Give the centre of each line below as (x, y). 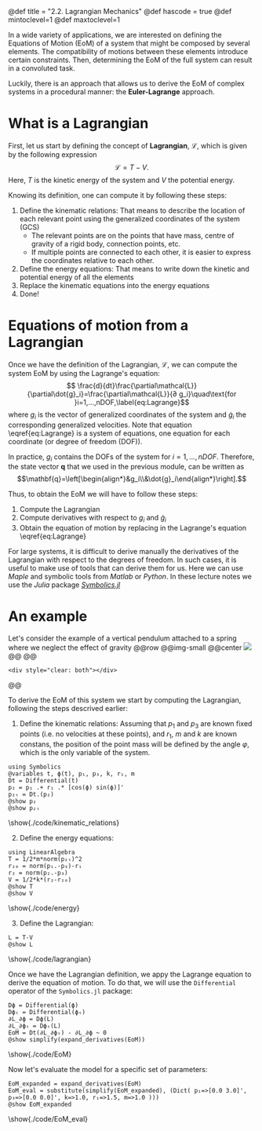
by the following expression (53, 154)
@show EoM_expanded (40, 1104)
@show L (21, 944)
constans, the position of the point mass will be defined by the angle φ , (134, 744)
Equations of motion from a (98, 326)
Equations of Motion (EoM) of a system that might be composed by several (129, 43)
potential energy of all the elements (77, 277)
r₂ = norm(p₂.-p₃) (38, 873)
